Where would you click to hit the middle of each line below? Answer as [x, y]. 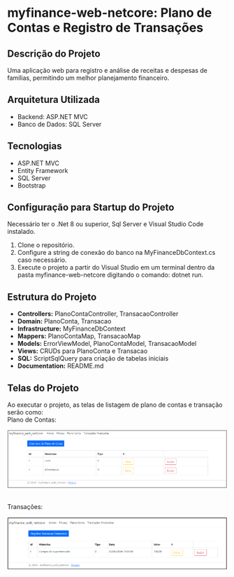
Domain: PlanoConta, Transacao [64, 321]
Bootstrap [31, 185]
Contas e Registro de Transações [105, 28]
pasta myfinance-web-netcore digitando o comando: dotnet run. [110, 275]
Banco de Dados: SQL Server [59, 124]
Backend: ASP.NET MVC [53, 116]
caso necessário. [42, 260]
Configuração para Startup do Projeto [91, 208]
